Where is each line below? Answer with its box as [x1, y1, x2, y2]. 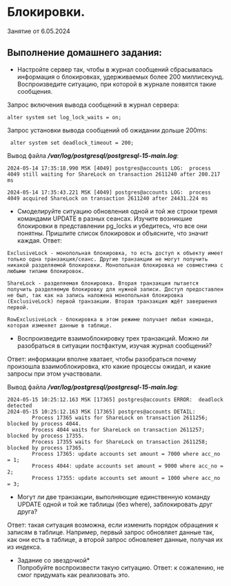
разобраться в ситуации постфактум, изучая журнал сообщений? [17, 341, 212, 350]
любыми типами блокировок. [7, 267, 85, 274]
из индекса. [7, 543, 42, 551]
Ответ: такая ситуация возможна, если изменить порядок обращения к [7, 521, 219, 529]
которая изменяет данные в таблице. [7, 322, 112, 329]
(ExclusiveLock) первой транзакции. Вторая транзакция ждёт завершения [7, 298, 217, 305]
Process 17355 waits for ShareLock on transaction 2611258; [32, 438, 208, 445]
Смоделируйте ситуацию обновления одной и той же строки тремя [17, 207, 218, 215]
